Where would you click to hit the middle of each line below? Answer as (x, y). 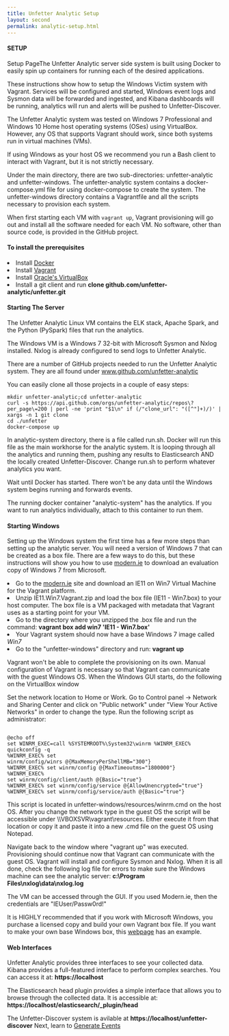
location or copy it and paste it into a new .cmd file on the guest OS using (110, 826)
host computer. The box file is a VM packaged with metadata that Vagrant (111, 605)
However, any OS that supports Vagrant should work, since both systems (110, 134)
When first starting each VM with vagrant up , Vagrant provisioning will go (110, 217)
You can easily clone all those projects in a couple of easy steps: (98, 384)
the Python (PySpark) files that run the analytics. (76, 330)
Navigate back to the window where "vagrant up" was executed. (98, 847)
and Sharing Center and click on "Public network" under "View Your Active (112, 705)
